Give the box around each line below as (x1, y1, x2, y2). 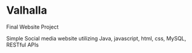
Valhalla (6, 4, 48, 17)
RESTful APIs (6, 41, 39, 48)
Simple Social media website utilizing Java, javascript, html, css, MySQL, (6, 35, 187, 42)
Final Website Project (6, 23, 59, 30)
